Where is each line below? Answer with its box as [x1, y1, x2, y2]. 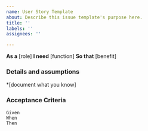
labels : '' [6, 25, 33, 32]
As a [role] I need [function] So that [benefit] [6, 53, 117, 60]
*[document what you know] [6, 81, 76, 89]
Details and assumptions [6, 68, 79, 76]
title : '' [6, 20, 31, 26]
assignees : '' [6, 31, 42, 37]
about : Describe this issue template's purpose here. [6, 14, 143, 20]
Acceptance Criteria [6, 96, 66, 105]
